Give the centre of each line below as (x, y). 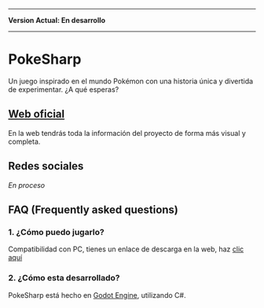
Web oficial (37, 114)
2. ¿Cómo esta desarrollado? (64, 278)
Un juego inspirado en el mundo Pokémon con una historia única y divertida (131, 81)
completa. (24, 141)
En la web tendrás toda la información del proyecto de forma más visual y (127, 133)
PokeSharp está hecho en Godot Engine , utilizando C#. (97, 295)
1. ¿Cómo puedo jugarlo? (56, 232)
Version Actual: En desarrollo (57, 20)
